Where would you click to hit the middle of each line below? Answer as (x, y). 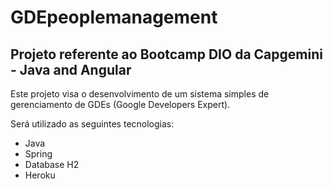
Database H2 (52, 164)
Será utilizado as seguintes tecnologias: (92, 124)
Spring (38, 154)
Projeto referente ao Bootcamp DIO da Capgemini (166, 54)
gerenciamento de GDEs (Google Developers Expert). (120, 104)
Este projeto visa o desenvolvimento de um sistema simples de (140, 94)
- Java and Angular (71, 69)
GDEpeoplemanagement (114, 17)
